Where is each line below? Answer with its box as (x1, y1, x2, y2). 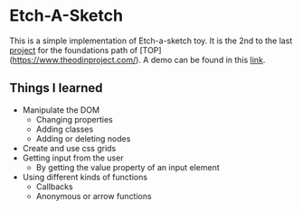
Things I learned (9, 80, 103, 96)
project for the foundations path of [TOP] (9, 44, 162, 55)
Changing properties (35, 114, 113, 124)
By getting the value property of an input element (35, 161, 220, 172)
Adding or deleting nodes (35, 132, 131, 144)
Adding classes (35, 123, 94, 134)
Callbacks (35, 181, 74, 192)
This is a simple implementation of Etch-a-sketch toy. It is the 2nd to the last (9, 35, 293, 46)
